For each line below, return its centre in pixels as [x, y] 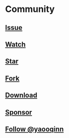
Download [21, 95]
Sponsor [19, 112]
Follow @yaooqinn [34, 129]
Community [30, 9]
